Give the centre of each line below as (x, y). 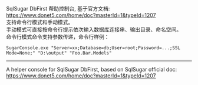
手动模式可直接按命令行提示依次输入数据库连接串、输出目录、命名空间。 (94, 29)
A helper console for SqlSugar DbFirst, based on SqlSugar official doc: (92, 69)
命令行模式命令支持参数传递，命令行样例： (58, 37)
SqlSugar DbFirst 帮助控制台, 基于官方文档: (58, 8)
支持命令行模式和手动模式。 (40, 22)
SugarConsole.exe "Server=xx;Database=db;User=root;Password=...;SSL (93, 48)
